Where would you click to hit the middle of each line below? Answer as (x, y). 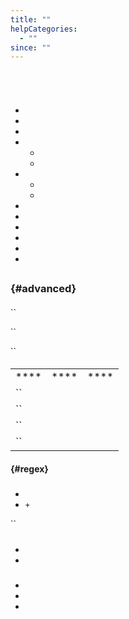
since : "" (31, 47)
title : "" (31, 19)
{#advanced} (43, 289)
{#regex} (29, 469)
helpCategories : (44, 29)
